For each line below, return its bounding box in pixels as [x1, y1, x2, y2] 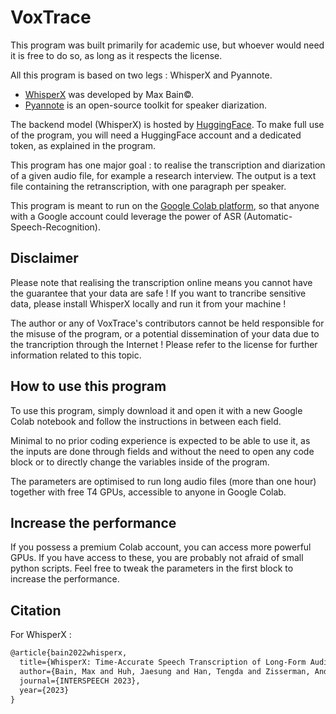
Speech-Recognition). [10, 221, 101, 233]
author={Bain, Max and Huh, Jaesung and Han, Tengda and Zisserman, [19, 666, 311, 676]
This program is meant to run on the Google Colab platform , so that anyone [10, 199, 320, 211]
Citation [10, 602, 62, 619]
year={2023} [19, 685, 70, 695]
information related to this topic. [10, 349, 142, 361]
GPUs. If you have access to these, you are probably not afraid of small [10, 552, 304, 564]
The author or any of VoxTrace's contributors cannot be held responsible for [10, 317, 325, 329]
